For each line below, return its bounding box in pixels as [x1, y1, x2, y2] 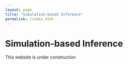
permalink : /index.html [5, 16, 55, 21]
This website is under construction [5, 54, 76, 60]
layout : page [5, 7, 32, 12]
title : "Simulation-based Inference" [5, 12, 83, 17]
